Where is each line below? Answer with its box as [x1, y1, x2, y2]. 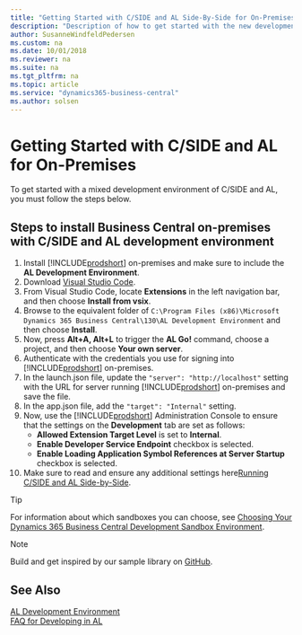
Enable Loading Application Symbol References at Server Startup [36, 448, 285, 459]
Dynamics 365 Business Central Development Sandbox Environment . [10, 522, 265, 533]
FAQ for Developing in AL [10, 615, 103, 626]
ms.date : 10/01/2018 [10, 47, 88, 56]
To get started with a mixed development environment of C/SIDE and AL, [10, 184, 279, 195]
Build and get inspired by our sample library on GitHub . [10, 556, 213, 567]
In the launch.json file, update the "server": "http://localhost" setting [22, 372, 289, 383]
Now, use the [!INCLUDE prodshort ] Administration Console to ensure [22, 410, 279, 421]
